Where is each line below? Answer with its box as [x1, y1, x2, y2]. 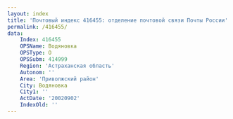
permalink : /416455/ [7, 23, 68, 30]
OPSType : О [20, 50, 52, 57]
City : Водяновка [20, 82, 68, 89]
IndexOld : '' [20, 101, 58, 108]
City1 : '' [20, 88, 49, 95]
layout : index [7, 10, 49, 17]
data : [7, 29, 23, 37]
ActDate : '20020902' [20, 95, 80, 102]
